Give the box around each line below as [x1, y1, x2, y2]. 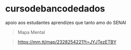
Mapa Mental [17, 29, 45, 35]
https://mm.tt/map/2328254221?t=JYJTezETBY [17, 38, 117, 45]
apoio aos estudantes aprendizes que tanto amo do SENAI [5, 19, 126, 25]
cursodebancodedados [5, 3, 105, 14]
